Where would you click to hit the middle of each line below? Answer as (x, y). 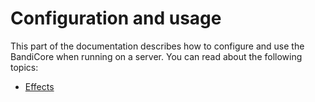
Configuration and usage (116, 18)
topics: (24, 67)
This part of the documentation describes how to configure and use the (157, 46)
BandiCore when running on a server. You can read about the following (156, 56)
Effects (39, 86)
